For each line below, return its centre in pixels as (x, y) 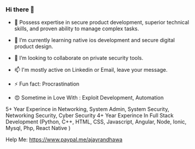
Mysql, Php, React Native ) (38, 128)
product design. (34, 46)
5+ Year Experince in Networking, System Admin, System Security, (87, 109)
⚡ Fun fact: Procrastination (47, 84)
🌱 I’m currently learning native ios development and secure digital (94, 40)
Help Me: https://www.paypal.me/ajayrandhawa (64, 140)
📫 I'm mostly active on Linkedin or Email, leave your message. (91, 70)
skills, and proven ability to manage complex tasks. (76, 28)
